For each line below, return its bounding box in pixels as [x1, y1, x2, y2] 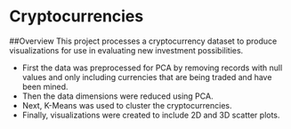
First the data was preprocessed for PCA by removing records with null [21, 62, 283, 73]
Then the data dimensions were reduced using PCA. [21, 91, 214, 101]
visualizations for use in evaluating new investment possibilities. [9, 44, 244, 55]
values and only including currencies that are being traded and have [21, 71, 272, 82]
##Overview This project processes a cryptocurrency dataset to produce [9, 36, 278, 46]
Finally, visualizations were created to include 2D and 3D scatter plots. [21, 109, 280, 120]
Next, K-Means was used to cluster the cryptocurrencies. [21, 100, 232, 110]
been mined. [21, 81, 69, 92]
